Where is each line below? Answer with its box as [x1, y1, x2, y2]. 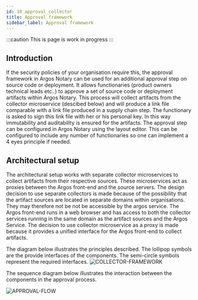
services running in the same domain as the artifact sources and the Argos [6, 215, 188, 222]
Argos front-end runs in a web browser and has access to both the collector [6, 209, 191, 216]
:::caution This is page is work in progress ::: [6, 36, 114, 43]
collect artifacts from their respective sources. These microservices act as [6, 177, 187, 184]
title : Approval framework [6, 14, 73, 20]
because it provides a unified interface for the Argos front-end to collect [6, 228, 182, 235]
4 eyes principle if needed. [6, 138, 72, 145]
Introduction [6, 53, 53, 63]
